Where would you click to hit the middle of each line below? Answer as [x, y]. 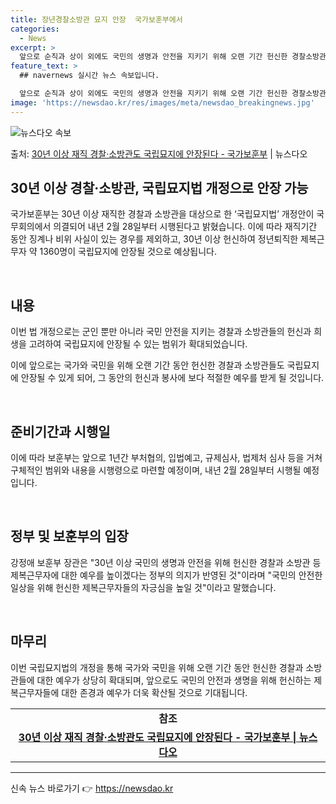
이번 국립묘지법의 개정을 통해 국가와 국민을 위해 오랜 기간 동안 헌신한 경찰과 [157, 667]
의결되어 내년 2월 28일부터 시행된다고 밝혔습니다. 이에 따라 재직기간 [185, 227]
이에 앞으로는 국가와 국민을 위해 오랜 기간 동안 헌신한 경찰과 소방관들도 [147, 365]
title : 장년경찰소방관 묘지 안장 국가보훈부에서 [96, 19]
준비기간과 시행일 [60, 431]
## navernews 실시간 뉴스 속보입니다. [89, 76]
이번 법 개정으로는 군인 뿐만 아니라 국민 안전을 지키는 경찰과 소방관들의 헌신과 [161, 332]
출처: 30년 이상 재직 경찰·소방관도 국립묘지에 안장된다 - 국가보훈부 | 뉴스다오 [159, 153]
